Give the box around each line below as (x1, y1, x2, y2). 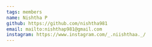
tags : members (6, 9, 43, 15)
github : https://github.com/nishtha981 (6, 20, 108, 26)
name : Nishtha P (6, 15, 48, 21)
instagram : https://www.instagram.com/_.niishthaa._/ (6, 32, 147, 38)
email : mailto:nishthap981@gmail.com (6, 26, 103, 32)
